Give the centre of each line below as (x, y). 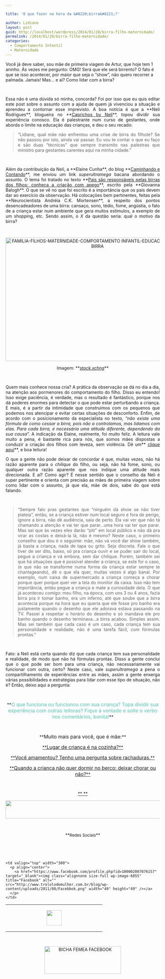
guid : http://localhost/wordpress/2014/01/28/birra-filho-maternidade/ (80, 32)
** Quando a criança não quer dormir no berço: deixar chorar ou (83, 768)
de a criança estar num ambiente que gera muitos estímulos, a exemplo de (83, 211)
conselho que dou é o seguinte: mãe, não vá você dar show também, (89, 541)
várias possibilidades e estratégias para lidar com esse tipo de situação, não (83, 680)
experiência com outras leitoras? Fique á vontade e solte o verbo (83, 710)
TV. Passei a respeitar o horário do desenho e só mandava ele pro (89, 614)
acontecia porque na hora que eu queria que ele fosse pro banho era (89, 603)
